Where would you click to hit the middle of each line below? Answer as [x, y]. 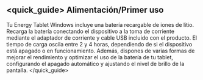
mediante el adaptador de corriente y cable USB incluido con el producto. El [101, 38]
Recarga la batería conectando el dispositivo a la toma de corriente [91, 31]
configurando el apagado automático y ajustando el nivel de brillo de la [95, 64]
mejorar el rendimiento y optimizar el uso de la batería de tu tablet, [90, 57]
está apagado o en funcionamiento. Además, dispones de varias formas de [101, 51]
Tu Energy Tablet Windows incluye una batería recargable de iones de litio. [100, 24]
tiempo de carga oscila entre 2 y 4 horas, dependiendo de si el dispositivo [99, 44]
